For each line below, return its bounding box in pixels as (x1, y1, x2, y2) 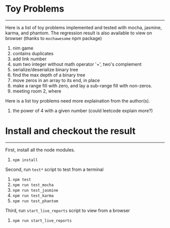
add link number (12, 56, 47, 62)
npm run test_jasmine (12, 188, 58, 193)
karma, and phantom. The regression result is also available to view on (5, 30, 152, 36)
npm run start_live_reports (12, 218, 72, 223)
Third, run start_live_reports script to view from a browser (5, 207, 131, 213)
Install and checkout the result (5, 125, 136, 137)
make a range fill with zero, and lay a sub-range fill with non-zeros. (12, 82, 153, 88)
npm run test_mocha (12, 183, 54, 188)
